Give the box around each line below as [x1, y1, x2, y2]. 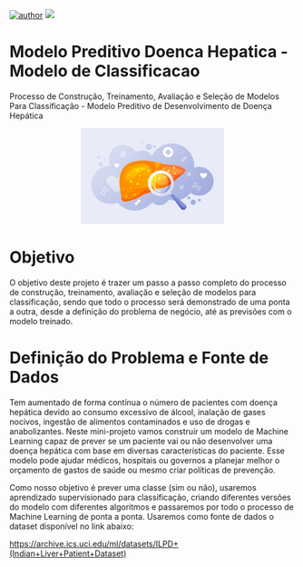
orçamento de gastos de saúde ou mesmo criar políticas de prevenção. [9, 464, 276, 475]
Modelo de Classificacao [9, 61, 200, 82]
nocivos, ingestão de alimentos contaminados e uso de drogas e [9, 416, 251, 427]
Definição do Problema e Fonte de [9, 347, 269, 368]
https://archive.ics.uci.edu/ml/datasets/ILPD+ [9, 538, 180, 549]
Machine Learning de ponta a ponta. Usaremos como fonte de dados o [9, 511, 275, 522]
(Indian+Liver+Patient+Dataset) [9, 548, 127, 559]
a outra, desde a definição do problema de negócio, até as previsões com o [9, 305, 292, 317]
